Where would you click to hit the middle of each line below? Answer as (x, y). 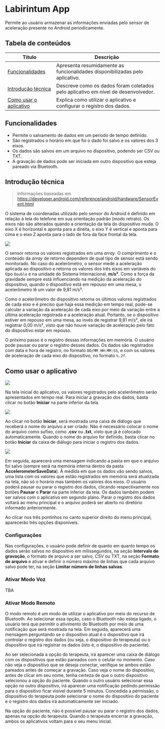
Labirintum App (37, 9)
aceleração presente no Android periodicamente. (55, 27)
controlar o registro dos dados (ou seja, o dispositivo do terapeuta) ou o (78, 640)
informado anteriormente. (31, 508)
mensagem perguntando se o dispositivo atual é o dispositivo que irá (75, 635)
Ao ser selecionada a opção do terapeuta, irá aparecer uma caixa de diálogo (82, 654)
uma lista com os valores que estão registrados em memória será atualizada (82, 477)
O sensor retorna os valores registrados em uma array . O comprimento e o (81, 253)
